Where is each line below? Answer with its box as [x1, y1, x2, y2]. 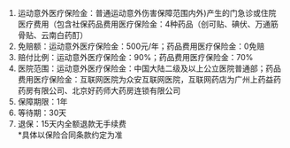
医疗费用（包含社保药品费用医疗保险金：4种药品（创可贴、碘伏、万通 [17, 19, 271, 29]
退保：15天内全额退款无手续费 [17, 119, 126, 129]
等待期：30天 [17, 107, 67, 118]
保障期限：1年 [17, 97, 68, 106]
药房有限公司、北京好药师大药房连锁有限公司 [17, 85, 181, 96]
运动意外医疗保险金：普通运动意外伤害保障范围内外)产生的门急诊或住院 [17, 8, 277, 18]
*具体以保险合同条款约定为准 [17, 129, 123, 140]
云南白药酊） [41, 30, 88, 40]
